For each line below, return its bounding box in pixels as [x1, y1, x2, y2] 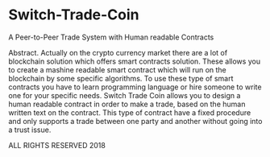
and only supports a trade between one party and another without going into [8, 116, 263, 126]
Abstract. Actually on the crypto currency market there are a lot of [8, 48, 228, 57]
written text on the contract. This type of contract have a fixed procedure [8, 107, 251, 118]
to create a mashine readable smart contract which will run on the [8, 64, 227, 74]
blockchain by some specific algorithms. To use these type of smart [8, 73, 234, 83]
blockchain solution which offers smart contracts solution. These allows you [8, 56, 260, 66]
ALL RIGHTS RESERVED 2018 [8, 140, 106, 150]
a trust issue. [8, 125, 52, 134]
